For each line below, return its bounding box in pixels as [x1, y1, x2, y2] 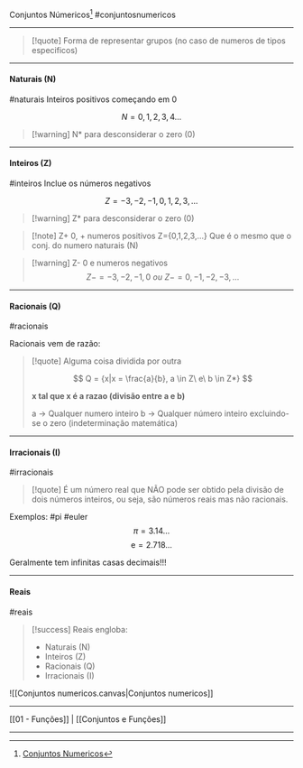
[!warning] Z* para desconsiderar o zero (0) [31, 213, 195, 224]
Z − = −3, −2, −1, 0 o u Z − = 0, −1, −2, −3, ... [86, 272, 240, 282]
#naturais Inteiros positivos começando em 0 [9, 94, 178, 105]
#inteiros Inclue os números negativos [9, 178, 151, 189]
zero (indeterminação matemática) [49, 418, 179, 429]
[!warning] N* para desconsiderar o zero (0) [31, 128, 196, 139]
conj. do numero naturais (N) [31, 240, 139, 251]
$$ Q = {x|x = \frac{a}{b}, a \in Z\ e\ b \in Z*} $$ [72, 374, 252, 384]
